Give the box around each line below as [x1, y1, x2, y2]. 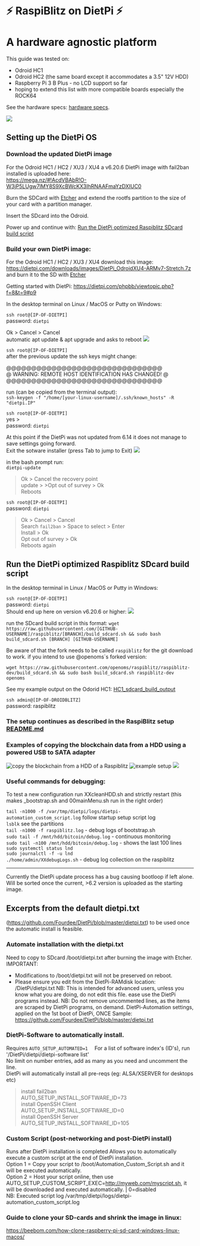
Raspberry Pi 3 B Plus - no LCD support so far [14, 79, 128, 86]
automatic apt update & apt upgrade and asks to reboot [6, 336, 142, 343]
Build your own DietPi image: [6, 245, 91, 253]
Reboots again [20, 542, 57, 549]
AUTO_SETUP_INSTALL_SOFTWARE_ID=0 [20, 1106, 124, 1114]
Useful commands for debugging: [6, 777, 106, 786]
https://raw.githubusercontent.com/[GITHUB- [6, 626, 118, 632]
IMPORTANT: [6, 960, 39, 967]
